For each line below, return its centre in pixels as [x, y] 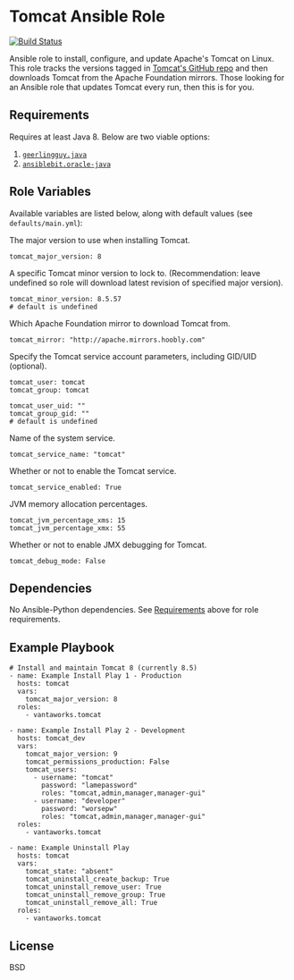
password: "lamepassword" [90, 786]
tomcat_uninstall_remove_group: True [96, 895]
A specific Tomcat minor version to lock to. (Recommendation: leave [135, 273]
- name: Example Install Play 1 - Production [95, 676]
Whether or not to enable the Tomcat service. [93, 470]
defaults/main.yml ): [46, 223]
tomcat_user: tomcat [48, 382]
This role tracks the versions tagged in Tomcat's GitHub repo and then [139, 68]
